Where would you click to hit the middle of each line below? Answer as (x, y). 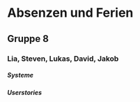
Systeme (20, 75)
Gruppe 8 (28, 39)
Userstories (25, 93)
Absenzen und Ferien (70, 13)
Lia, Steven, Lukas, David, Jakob (63, 59)
